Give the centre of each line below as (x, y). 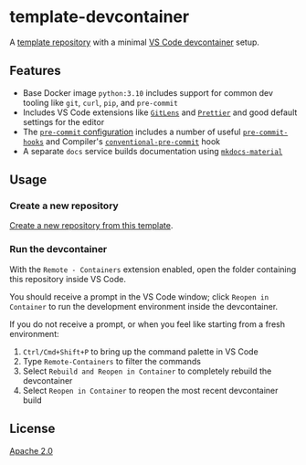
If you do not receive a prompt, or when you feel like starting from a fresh (148, 324)
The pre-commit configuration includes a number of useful (132, 132)
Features (35, 71)
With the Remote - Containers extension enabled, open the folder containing (153, 269)
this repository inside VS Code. (68, 279)
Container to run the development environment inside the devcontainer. (144, 306)
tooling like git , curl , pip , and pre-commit (100, 102)
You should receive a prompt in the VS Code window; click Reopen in (139, 296)
